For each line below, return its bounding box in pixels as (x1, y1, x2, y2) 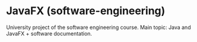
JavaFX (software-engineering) (6, 4, 166, 18)
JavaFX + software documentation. (6, 30, 93, 37)
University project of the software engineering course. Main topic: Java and (6, 24, 191, 31)
